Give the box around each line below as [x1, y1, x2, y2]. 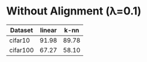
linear [40, 26, 57, 34]
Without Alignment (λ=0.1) [6, 4, 142, 18]
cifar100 [9, 46, 34, 54]
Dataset [10, 26, 33, 34]
